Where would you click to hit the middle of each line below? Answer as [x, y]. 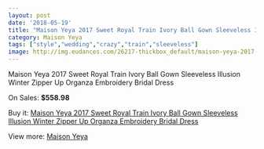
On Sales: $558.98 [39, 98]
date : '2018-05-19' [40, 23]
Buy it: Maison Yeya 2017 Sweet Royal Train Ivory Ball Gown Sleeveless [123, 113]
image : [19, 52]
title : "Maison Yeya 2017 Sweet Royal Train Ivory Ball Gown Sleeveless [130, 30]
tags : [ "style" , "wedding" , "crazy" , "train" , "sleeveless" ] [103, 45]
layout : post [29, 15]
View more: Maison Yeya [48, 136]
